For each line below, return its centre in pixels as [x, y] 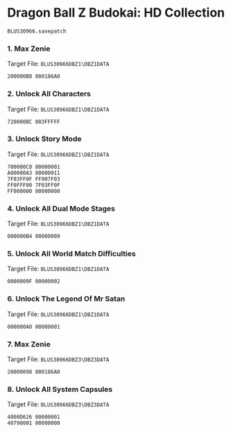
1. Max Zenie [29, 49]
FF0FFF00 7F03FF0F [34, 185]
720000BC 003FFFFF [34, 122]
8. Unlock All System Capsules [60, 389]
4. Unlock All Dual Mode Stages [61, 208]
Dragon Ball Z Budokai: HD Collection [116, 13]
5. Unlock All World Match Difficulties [72, 254]
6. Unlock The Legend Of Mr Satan [66, 299]
